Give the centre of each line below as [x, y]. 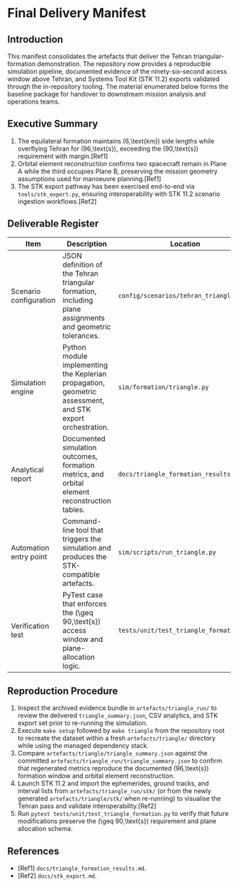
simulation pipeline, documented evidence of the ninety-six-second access [117, 71]
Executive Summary [53, 124]
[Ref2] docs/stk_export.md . [57, 876]
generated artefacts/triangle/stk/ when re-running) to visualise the [119, 799]
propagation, [84, 383]
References [33, 851]
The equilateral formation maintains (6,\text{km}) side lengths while [116, 141]
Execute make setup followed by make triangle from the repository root [121, 731]
